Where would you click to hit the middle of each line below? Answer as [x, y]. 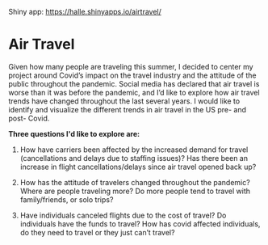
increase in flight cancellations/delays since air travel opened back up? [138, 167]
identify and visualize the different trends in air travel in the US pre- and [128, 109]
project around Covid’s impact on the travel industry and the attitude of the [132, 75]
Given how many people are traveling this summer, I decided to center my [131, 66]
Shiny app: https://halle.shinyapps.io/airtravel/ [85, 12]
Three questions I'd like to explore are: [74, 133]
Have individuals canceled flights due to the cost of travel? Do [123, 215]
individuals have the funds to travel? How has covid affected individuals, [140, 224]
